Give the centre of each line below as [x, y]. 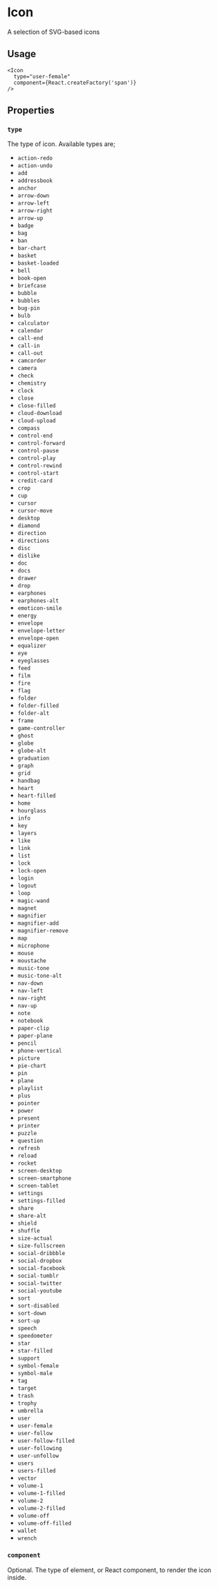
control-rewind [40, 466]
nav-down [30, 983]
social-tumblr [38, 1276]
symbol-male [35, 1374]
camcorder [32, 361]
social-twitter [40, 1283]
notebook [30, 1021]
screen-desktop [40, 1171]
